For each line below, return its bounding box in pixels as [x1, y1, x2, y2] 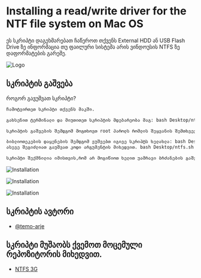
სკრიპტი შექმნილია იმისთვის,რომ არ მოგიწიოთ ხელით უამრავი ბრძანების [6, 155, 184, 162]
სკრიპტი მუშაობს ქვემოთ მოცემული [6, 240, 142, 250]
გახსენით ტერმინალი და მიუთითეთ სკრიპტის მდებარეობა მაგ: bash [6, 117, 167, 123]
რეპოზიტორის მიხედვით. [6, 249, 102, 259]
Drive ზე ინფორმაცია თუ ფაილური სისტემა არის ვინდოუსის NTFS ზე [6, 43, 181, 50]
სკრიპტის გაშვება [6, 79, 73, 89]
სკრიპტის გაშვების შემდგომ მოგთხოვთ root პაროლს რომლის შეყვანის [6, 128, 172, 134]
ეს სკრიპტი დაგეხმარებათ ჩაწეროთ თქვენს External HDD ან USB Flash [6, 37, 185, 44]
